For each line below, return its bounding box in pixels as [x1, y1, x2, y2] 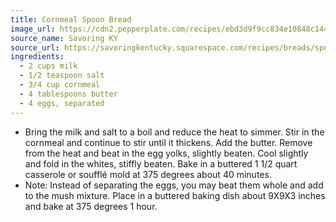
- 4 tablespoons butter [19, 89, 118, 99]
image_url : [10, 24, 56, 34]
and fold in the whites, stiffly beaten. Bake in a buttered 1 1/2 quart [24, 157, 298, 170]
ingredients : [10, 52, 65, 62]
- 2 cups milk [19, 61, 78, 71]
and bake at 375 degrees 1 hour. [24, 200, 158, 212]
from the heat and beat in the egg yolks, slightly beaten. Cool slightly [24, 147, 309, 159]
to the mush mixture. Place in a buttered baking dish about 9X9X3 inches [24, 189, 326, 201]
